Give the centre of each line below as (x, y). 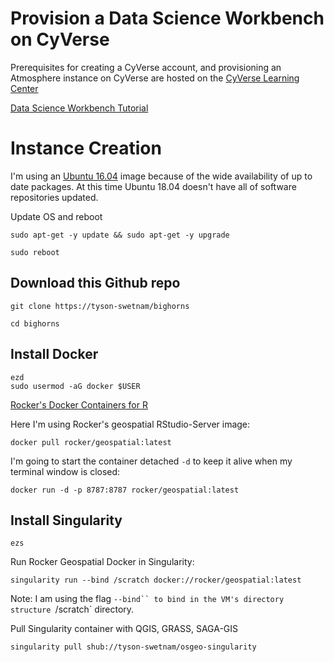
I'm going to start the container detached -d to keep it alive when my (151, 461)
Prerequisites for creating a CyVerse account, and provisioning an (146, 67)
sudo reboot (35, 252)
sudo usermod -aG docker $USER (75, 386)
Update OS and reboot (56, 216)
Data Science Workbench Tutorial (79, 108)
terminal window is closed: (65, 471)
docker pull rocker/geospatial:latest (91, 442)
